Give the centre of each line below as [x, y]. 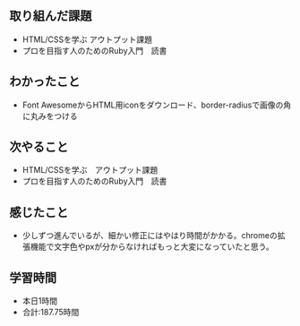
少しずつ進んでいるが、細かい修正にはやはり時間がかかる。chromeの [150, 236]
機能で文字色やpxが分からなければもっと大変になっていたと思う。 [152, 247]
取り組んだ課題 [51, 16]
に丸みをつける [50, 116]
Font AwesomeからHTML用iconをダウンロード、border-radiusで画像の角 [157, 105]
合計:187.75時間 [51, 313]
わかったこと [45, 82]
